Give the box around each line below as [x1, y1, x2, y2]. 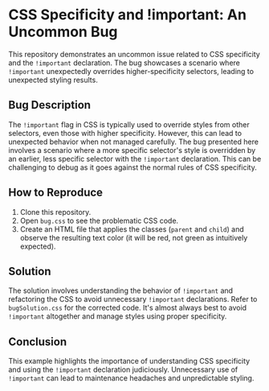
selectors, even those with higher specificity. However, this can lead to [8, 128, 243, 138]
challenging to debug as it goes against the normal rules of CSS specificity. [8, 163, 257, 172]
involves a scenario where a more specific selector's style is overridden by [8, 145, 256, 154]
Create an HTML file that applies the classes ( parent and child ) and [19, 224, 245, 234]
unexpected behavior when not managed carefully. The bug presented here [8, 137, 259, 146]
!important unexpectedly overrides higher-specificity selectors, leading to [8, 66, 255, 76]
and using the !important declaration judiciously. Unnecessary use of [8, 364, 238, 375]
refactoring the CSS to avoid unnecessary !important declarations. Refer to [8, 294, 258, 304]
